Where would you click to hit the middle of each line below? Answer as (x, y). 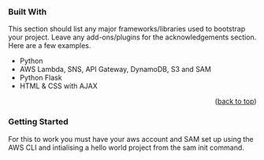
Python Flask (41, 78)
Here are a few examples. (50, 46)
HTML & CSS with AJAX (59, 86)
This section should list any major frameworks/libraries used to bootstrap (127, 29)
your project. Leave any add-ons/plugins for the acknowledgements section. (132, 37)
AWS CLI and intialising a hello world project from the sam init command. (126, 147)
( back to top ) (236, 102)
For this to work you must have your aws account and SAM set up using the (131, 139)
